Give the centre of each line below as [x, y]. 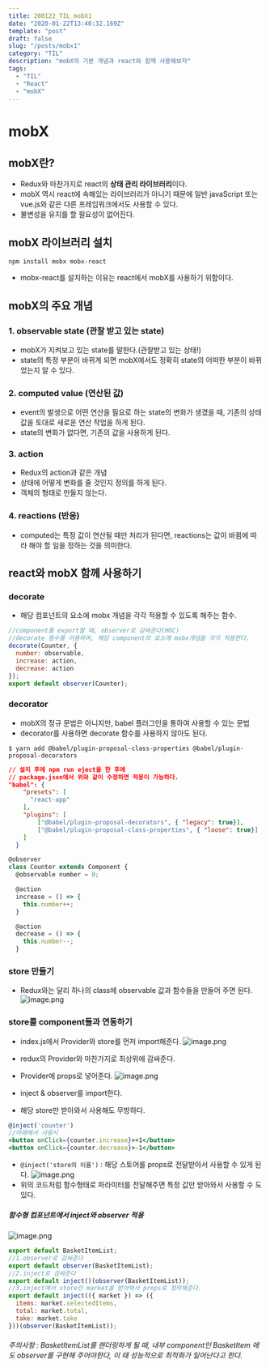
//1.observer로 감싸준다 [46, 1258]
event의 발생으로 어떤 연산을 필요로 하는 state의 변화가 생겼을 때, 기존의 [133, 412]
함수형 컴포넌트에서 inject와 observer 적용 [76, 1215]
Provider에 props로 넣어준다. [66, 1076]
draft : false [30, 38]
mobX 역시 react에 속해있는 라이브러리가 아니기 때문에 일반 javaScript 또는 [139, 194]
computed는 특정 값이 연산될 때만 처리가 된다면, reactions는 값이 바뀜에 [134, 535]
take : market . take [47, 1318]
